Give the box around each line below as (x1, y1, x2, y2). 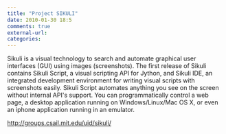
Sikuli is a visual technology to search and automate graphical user (7, 54, 196, 63)
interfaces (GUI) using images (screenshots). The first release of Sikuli (7, 62, 207, 70)
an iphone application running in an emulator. (7, 106, 135, 114)
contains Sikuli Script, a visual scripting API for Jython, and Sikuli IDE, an (7, 69, 213, 78)
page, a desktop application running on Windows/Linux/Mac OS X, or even (7, 98, 218, 107)
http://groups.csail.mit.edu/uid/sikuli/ (7, 119, 112, 127)
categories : (7, 36, 41, 43)
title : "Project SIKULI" (7, 10, 78, 17)
